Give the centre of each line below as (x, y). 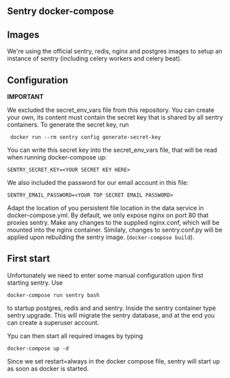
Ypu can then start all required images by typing (75, 335)
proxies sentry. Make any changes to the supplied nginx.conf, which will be (113, 223)
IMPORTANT (25, 97)
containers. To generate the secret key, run (68, 125)
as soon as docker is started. (48, 368)
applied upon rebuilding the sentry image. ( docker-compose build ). (101, 237)
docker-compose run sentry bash (53, 295)
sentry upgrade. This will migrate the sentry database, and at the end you (111, 315)
